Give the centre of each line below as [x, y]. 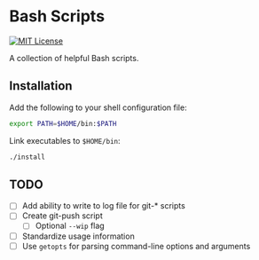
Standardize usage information [78, 236]
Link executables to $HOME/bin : [65, 140]
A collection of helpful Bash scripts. [74, 58]
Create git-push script [63, 216]
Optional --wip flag [70, 226]
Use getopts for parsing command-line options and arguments [136, 246]
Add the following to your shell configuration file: [98, 107]
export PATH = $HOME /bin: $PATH [63, 123]
